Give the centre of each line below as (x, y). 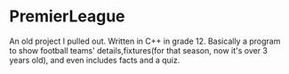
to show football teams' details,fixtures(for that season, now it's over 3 (139, 50)
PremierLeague (68, 16)
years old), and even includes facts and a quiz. (95, 60)
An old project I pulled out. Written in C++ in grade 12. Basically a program (145, 41)
